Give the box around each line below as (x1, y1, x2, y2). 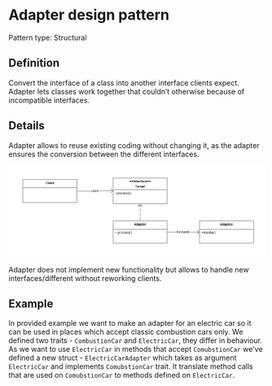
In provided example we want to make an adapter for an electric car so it (8, 318, 252, 328)
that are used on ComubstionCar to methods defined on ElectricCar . (8, 371, 235, 380)
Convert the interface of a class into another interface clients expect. (8, 77, 240, 87)
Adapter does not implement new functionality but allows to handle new (8, 265, 250, 274)
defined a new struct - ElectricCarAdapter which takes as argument (8, 353, 237, 363)
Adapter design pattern (8, 6, 169, 24)
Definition (8, 56, 59, 70)
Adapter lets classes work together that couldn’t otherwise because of (8, 86, 245, 96)
